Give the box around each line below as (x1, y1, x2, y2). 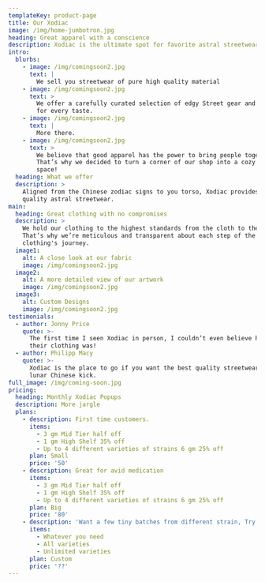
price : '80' (28, 511, 69, 519)
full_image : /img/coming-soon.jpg (8, 378, 122, 387)
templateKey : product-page (8, 11, 97, 20)
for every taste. (36, 107, 93, 115)
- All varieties (36, 540, 90, 548)
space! (36, 166, 58, 174)
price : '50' (28, 460, 69, 467)
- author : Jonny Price (15, 320, 90, 328)
